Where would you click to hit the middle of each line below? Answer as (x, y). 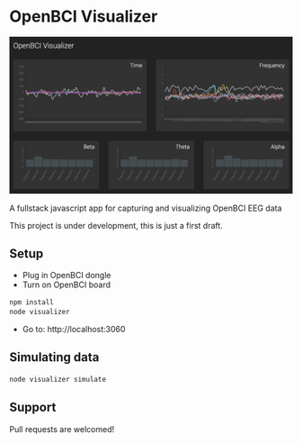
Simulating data (54, 357)
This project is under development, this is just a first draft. (116, 225)
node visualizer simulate (58, 379)
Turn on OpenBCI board (66, 285)
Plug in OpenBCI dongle (67, 276)
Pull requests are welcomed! (62, 429)
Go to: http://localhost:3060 (74, 330)
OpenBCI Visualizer (84, 17)
